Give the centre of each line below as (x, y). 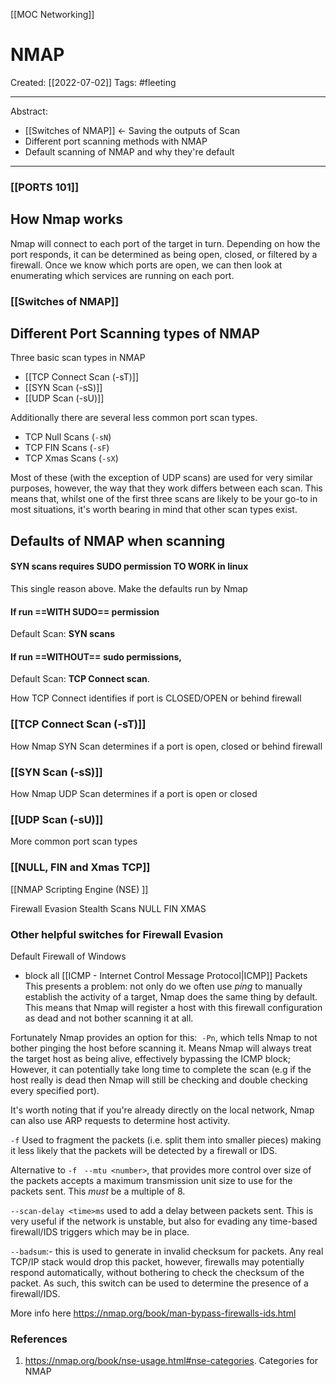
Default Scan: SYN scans (62, 634)
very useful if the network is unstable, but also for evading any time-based (164, 1221)
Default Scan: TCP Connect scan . (80, 679)
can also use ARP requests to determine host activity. (120, 1120)
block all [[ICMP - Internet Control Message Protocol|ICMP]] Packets (166, 975)
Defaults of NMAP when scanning (118, 540)
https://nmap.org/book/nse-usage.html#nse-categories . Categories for (171, 1361)
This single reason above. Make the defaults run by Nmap (129, 588)
